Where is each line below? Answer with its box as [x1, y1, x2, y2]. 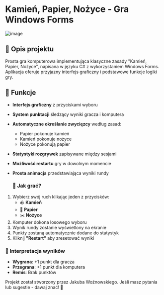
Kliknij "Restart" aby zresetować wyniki [12, 235, 94, 241]
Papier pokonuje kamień [19, 130, 70, 136]
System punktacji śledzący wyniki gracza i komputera [12, 111, 124, 117]
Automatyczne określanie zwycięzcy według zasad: [12, 121, 122, 127]
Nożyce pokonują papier [19, 141, 71, 147]
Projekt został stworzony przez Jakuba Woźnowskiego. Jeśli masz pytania [5, 279, 158, 285]
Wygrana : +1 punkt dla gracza [12, 259, 75, 265]
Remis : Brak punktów [12, 270, 57, 276]
